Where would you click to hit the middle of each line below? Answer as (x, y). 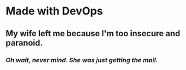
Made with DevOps (54, 11)
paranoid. (24, 43)
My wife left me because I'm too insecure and (93, 33)
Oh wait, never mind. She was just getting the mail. (82, 60)
